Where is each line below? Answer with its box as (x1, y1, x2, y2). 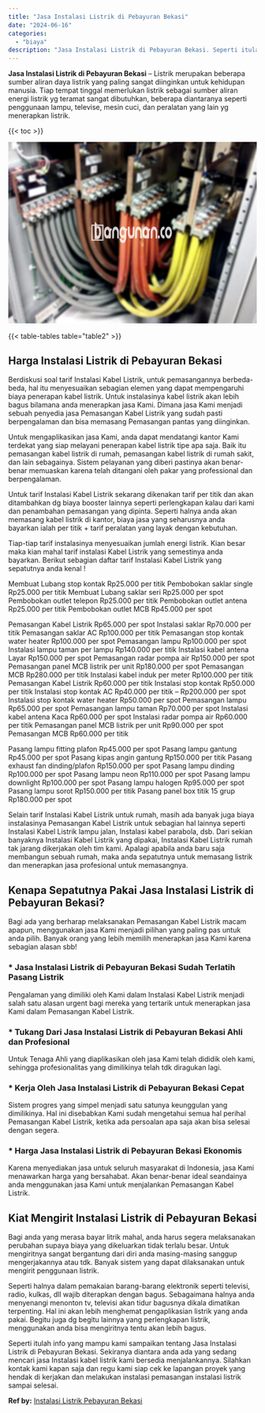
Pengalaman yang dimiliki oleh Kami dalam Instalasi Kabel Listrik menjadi (8, 990, 244, 999)
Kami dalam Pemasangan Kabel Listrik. (8, 1006, 135, 1016)
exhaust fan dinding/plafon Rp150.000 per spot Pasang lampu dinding (8, 761, 235, 771)
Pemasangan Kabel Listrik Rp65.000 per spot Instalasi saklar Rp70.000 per (8, 619, 252, 629)
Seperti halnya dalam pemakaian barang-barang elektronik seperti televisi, (8, 1282, 251, 1291)
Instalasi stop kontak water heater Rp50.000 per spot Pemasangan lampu (8, 695, 247, 705)
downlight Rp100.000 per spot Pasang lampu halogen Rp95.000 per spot (8, 778, 244, 787)
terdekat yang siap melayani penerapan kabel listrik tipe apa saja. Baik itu (8, 441, 247, 450)
